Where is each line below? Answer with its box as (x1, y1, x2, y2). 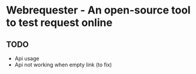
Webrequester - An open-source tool (6, 4, 191, 17)
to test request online (6, 16, 113, 29)
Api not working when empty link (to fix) (14, 61, 112, 68)
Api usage (14, 55, 39, 62)
